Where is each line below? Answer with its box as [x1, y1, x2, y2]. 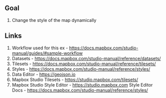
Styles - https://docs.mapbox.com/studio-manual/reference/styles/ [11, 66, 151, 72]
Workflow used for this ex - [11, 45, 68, 51]
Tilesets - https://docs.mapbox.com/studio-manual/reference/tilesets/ [11, 61, 156, 67]
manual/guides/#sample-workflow [11, 50, 83, 56]
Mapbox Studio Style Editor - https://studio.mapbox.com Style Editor [11, 82, 153, 88]
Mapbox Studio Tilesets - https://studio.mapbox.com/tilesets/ [11, 77, 138, 83]
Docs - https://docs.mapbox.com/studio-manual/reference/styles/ [11, 87, 148, 93]
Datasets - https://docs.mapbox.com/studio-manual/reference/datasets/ [11, 55, 161, 61]
